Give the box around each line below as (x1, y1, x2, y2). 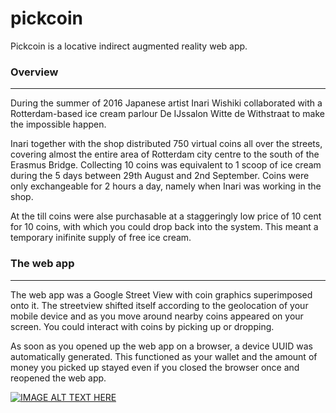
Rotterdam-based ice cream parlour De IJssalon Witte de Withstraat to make (10, 108, 325, 120)
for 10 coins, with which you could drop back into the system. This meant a (10, 221, 319, 233)
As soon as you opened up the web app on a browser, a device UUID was (10, 340, 313, 352)
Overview (10, 65, 59, 79)
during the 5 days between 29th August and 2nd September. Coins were (10, 170, 310, 182)
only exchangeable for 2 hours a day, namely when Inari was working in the (10, 180, 322, 192)
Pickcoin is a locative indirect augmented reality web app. (10, 40, 248, 52)
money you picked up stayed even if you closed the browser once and (10, 361, 300, 373)
